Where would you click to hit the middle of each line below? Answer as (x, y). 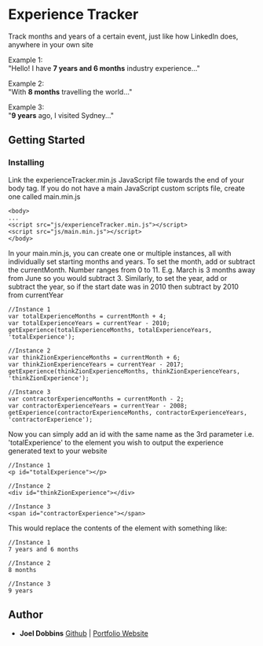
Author (26, 615)
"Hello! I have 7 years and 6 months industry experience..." (104, 68)
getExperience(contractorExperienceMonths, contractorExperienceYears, (128, 412)
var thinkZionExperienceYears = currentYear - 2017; (96, 364)
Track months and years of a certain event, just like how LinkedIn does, (123, 36)
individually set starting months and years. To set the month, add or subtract (131, 261)
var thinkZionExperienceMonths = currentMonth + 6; (94, 357)
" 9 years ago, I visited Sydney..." (61, 115)
